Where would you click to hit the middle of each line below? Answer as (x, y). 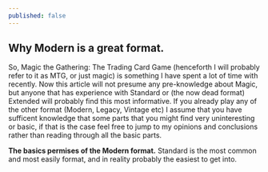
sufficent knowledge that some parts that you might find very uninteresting (132, 118)
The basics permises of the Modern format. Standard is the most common (133, 151)
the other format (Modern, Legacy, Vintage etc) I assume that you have (125, 110)
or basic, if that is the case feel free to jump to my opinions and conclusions (133, 127)
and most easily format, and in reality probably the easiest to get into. (123, 159)
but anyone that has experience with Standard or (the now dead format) (127, 93)
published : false (37, 16)
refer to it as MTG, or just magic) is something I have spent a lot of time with (133, 76)
